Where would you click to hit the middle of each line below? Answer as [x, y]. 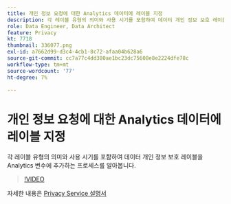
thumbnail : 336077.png [40, 45]
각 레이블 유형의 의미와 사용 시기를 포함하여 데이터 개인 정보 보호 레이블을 [105, 157]
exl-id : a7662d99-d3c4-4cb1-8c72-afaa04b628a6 [75, 52]
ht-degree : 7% [27, 77]
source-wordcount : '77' [41, 71]
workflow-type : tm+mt [38, 65]
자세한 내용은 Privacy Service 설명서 [57, 194]
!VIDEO [34, 179]
